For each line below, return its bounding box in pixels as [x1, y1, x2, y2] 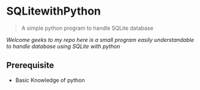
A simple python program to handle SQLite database [21, 24, 154, 32]
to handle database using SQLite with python [6, 43, 120, 50]
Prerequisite [6, 60, 54, 71]
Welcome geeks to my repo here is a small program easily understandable [6, 36, 194, 43]
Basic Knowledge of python [15, 76, 86, 83]
